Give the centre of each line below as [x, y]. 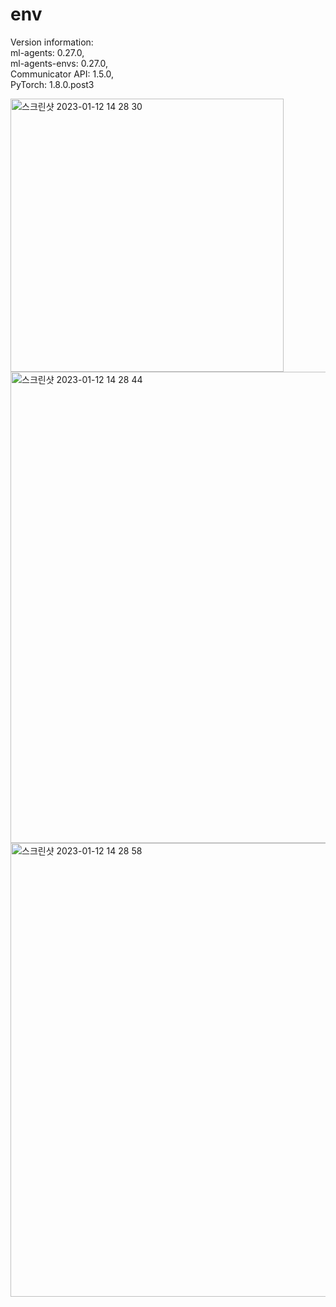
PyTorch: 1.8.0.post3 [52, 84]
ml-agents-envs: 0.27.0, [59, 63]
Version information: [52, 42]
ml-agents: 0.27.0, [47, 52]
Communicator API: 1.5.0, [62, 74]
